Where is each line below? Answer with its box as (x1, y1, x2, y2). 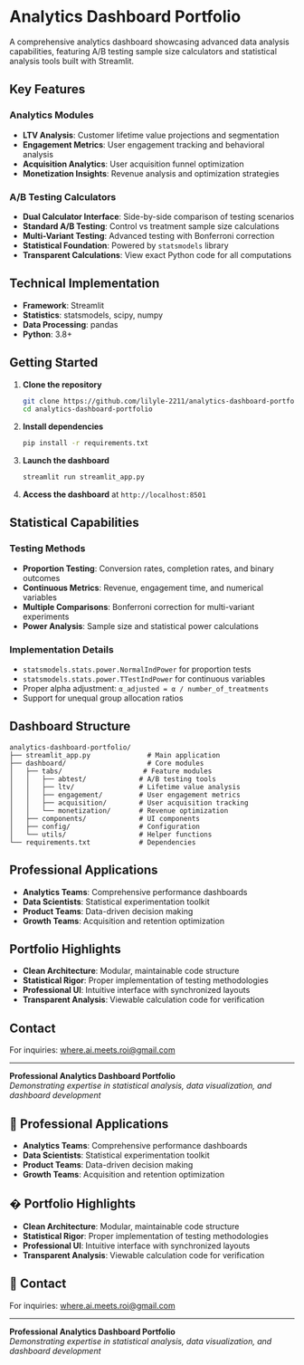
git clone (22, 396, 61, 406)
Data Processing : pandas (22, 319, 119, 329)
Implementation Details (9, 643, 115, 655)
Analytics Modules (9, 109, 94, 121)
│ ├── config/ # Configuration (9, 822, 201, 831)
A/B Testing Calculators (9, 190, 117, 203)
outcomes (22, 572, 61, 583)
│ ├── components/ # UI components (9, 814, 201, 823)
